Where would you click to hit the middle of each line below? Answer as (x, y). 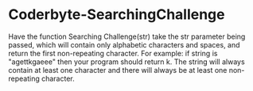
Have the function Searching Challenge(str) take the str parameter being (127, 36)
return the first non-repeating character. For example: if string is (113, 53)
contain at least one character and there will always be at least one (118, 70)
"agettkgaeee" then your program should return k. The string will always (127, 62)
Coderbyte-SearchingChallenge (117, 15)
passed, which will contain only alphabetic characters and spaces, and (124, 44)
